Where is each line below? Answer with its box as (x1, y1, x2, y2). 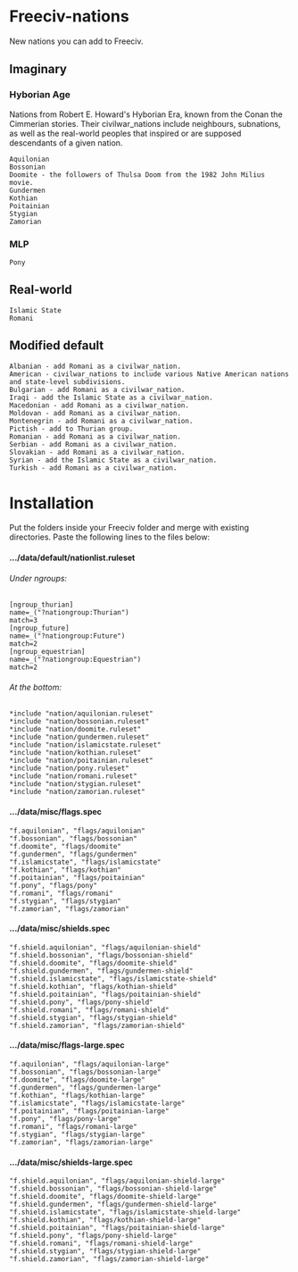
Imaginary (9, 62, 68, 77)
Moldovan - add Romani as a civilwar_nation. (9, 408, 181, 417)
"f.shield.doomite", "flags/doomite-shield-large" (9, 1192, 202, 1201)
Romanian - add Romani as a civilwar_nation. (9, 431, 181, 441)
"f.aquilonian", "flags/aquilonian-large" (9, 1060, 170, 1069)
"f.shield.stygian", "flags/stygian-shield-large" (9, 1247, 202, 1256)
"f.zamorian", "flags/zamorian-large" (9, 1138, 153, 1147)
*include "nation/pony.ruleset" (9, 764, 129, 774)
